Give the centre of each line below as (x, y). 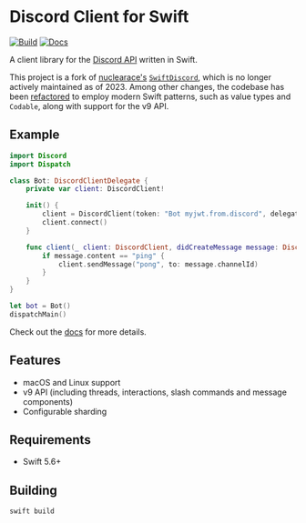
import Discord (38, 156)
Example (35, 135)
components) (48, 401)
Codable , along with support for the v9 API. (89, 106)
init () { (42, 206)
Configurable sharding (65, 411)
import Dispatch (40, 164)
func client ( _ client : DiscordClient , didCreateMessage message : (153, 247)
